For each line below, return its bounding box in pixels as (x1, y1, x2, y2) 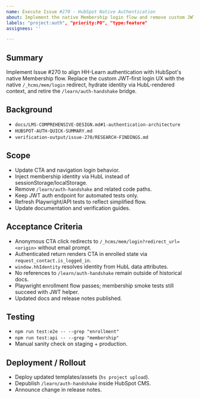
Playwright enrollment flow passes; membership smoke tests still (14, 282, 174, 289)
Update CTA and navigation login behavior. (14, 166, 120, 174)
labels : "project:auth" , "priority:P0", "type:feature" (6, 20, 148, 26)
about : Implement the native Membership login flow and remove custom (6, 14, 185, 20)
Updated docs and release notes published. (14, 295, 122, 302)
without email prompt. (37, 244, 92, 251)
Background (6, 105, 52, 115)
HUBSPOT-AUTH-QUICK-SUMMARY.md (14, 128, 93, 134)
